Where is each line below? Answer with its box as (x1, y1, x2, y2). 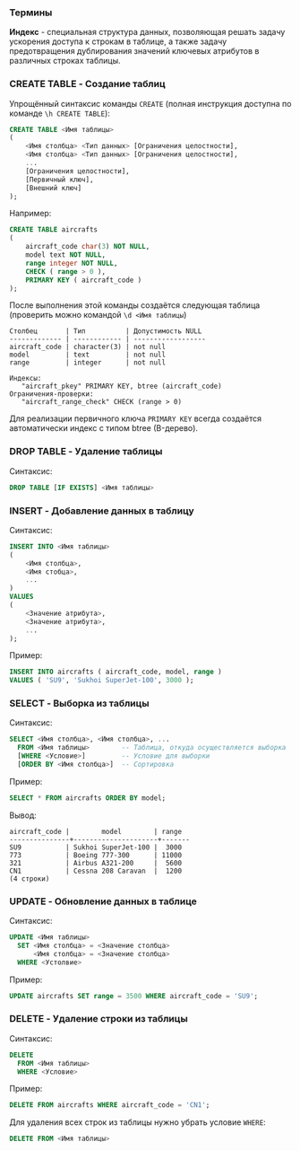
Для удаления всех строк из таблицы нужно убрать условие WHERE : (9, 1117, 266, 1128)
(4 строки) (9, 874, 50, 883)
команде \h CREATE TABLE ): (9, 108, 110, 119)
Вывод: (9, 810, 38, 821)
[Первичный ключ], (25, 175, 94, 184)
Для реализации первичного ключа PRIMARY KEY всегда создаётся (9, 413, 262, 424)
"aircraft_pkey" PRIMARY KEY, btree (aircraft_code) (21, 382, 222, 391)
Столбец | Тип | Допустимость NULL (9, 327, 202, 336)
